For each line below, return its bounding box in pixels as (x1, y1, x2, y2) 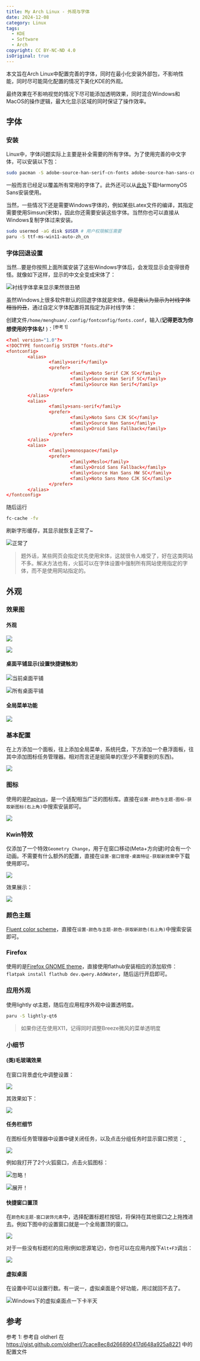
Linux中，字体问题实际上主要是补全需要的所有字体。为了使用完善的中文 (6, 151, 182, 158)
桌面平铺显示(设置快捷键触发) (6, 660, 79, 667)
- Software (11, 36, 39, 42)
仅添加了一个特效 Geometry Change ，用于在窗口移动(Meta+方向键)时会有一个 (6, 844, 192, 852)
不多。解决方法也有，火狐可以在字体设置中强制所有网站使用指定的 (20, 560, 183, 567)
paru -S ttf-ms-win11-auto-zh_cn (6, 234, 89, 240)
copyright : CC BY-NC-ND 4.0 (6, 48, 76, 54)
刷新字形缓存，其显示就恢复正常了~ (6, 527, 93, 534)
